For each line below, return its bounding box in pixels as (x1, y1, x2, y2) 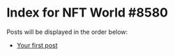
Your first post (16, 41, 58, 49)
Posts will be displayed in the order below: (6, 28, 128, 36)
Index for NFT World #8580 (6, 5, 169, 21)
